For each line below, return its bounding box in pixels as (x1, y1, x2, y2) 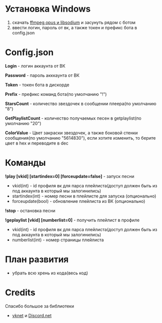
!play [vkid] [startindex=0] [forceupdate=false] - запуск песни (5, 173, 135, 179)
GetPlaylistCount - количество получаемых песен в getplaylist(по (5, 115, 142, 121)
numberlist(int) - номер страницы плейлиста (12, 237, 104, 243)
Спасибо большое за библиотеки (5, 303, 74, 309)
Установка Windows (5, 3, 91, 15)
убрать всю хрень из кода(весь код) (12, 270, 89, 276)
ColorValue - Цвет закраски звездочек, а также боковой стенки (5, 130, 138, 136)
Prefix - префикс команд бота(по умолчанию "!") (5, 91, 107, 97)
